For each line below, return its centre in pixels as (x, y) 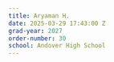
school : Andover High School (57, 46)
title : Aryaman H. (39, 16)
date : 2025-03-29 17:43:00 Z (57, 23)
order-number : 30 (37, 38)
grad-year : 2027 (35, 31)
